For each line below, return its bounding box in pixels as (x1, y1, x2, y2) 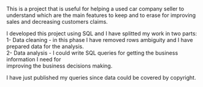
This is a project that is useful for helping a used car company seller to (6, 5, 185, 12)
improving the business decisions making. (6, 62, 113, 69)
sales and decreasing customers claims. (6, 18, 109, 25)
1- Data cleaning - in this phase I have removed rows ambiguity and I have (6, 37, 193, 43)
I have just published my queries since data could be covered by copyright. (6, 74, 196, 81)
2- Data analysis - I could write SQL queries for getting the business (6, 49, 178, 57)
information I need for (6, 56, 61, 63)
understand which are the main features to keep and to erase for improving (6, 12, 196, 19)
